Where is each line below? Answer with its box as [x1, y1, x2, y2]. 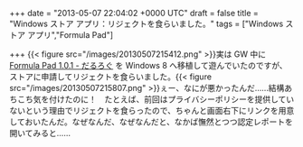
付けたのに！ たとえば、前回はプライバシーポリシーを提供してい [48, 94, 295, 105]
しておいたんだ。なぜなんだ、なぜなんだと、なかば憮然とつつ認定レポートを [9, 116, 294, 127]
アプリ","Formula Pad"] [26, 30, 114, 40]
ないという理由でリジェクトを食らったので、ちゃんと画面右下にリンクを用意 [9, 106, 295, 115]
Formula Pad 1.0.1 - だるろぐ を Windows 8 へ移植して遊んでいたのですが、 [9, 60, 288, 70]
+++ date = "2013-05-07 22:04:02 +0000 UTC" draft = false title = [9, 8, 260, 18]
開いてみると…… [9, 128, 71, 138]
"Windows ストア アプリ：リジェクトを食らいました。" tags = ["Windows [9, 18, 284, 29]
